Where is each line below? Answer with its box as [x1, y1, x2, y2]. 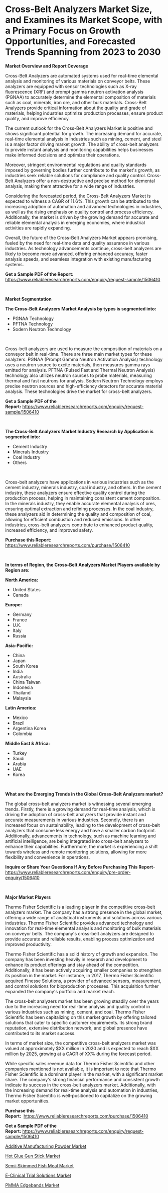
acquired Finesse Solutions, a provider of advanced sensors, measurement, [5, 978, 162, 984]
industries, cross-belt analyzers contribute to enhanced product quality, [5, 522, 154, 528]
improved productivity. [5, 941, 52, 947]
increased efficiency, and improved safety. [5, 527, 93, 533]
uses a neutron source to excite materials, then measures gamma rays [5, 361, 150, 368]
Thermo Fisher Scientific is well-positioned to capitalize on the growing [5, 1092, 152, 1098]
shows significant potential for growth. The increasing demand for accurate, [5, 130, 162, 136]
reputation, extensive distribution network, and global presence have [5, 1025, 147, 1031]
